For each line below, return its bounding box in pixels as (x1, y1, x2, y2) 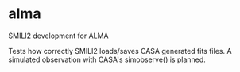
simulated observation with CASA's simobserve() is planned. (8, 55, 207, 64)
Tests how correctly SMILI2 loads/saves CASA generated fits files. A (8, 46, 232, 55)
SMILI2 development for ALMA (8, 31, 109, 40)
